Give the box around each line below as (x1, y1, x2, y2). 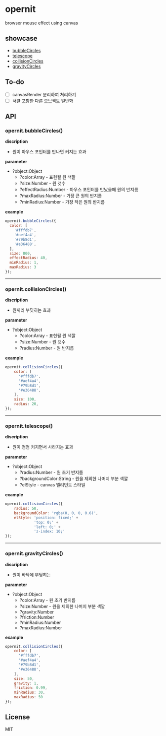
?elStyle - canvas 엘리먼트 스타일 (19, 482, 85, 488)
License (5, 713, 30, 722)
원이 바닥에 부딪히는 (12, 572, 51, 578)
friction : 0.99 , (14, 685, 48, 690)
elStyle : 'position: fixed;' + (14, 515, 79, 520)
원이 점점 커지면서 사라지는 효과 (12, 444, 73, 450)
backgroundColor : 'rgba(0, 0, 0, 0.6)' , (14, 510, 98, 516)
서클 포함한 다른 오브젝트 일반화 (12, 98, 73, 104)
